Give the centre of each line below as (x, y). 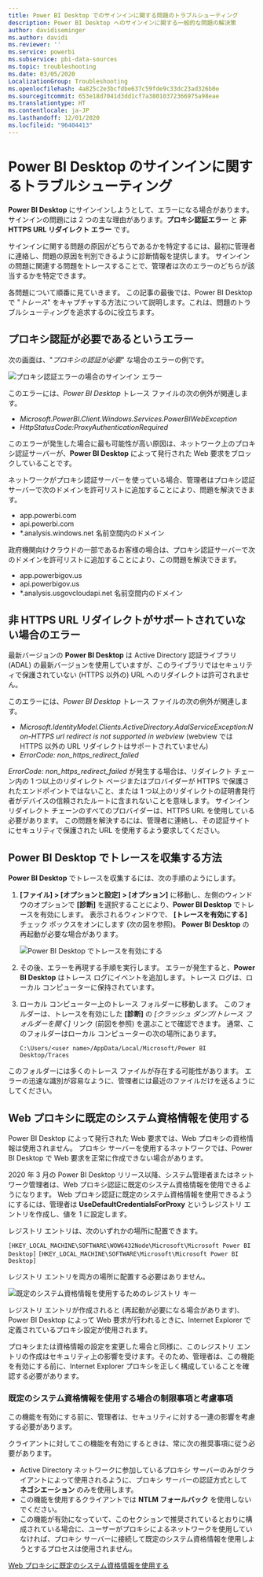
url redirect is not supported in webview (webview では (144, 736)
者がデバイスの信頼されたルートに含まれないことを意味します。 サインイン (129, 801)
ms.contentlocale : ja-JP (49, 111)
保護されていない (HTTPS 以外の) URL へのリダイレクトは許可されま (132, 675)
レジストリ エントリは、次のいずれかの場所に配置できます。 (105, 1231)
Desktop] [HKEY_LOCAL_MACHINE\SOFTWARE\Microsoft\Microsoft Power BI (124, 1254)
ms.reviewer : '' (35, 45)
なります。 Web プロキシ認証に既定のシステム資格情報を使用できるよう (137, 1194)
